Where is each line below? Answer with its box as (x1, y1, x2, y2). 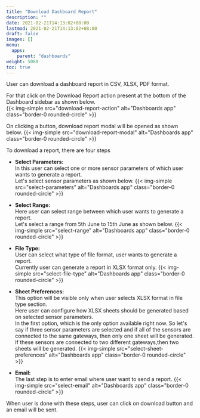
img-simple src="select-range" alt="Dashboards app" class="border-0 (14, 227, 190, 234)
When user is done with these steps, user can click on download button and (6, 400, 193, 407)
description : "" (6, 14, 47, 20)
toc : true (6, 64, 31, 70)
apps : (11, 48, 26, 54)
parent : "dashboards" (17, 53, 70, 59)
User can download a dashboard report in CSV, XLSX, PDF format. (6, 80, 170, 88)
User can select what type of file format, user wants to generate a (14, 251, 177, 258)
